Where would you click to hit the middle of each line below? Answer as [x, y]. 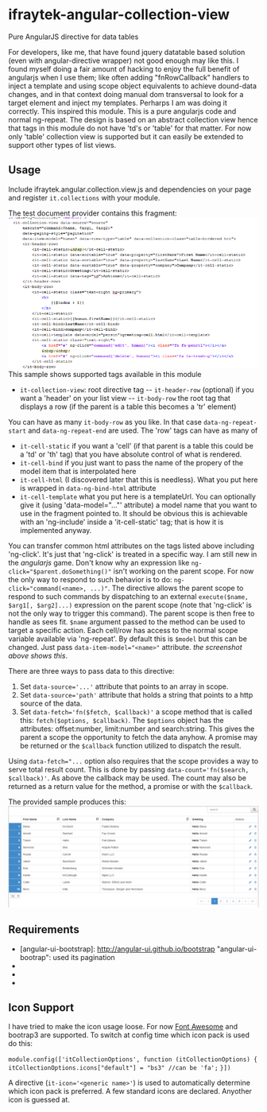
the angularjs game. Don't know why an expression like [99, 562]
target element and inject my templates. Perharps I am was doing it [118, 103]
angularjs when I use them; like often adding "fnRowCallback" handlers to [129, 77]
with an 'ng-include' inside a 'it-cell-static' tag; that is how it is [122, 522]
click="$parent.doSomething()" [60, 572]
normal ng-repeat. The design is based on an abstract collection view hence [133, 119]
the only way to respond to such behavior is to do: [90, 579]
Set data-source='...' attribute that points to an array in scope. [124, 686]
